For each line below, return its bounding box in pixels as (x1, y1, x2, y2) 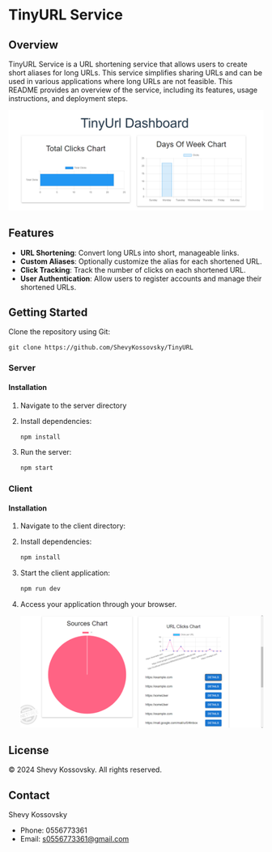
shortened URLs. (19, 282, 77, 292)
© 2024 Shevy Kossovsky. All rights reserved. (8, 765, 162, 774)
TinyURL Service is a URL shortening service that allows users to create (8, 59, 249, 69)
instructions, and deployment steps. (8, 94, 128, 103)
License (8, 743, 49, 757)
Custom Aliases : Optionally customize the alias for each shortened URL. (19, 256, 262, 266)
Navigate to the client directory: (19, 521, 126, 531)
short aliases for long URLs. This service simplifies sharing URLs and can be (8, 68, 263, 78)
